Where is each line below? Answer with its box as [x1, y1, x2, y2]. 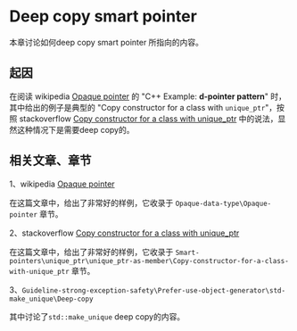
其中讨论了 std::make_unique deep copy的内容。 [9, 310, 186, 322]
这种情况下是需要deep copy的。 [16, 124, 135, 135]
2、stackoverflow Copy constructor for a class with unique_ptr [9, 228, 240, 238]
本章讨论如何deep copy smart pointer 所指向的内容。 [9, 37, 203, 47]
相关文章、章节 [9, 153, 92, 169]
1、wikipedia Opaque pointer [9, 178, 115, 189]
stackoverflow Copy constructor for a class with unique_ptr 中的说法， [19, 113, 278, 124]
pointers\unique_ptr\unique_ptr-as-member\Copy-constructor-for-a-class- [9, 256, 290, 265]
